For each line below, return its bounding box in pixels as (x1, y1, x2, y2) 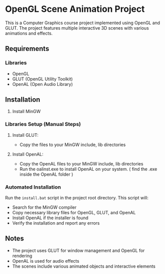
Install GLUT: (12, 132, 38, 138)
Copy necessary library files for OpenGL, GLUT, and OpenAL (12, 210, 136, 216)
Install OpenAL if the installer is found (12, 215, 89, 221)
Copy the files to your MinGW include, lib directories (19, 142, 126, 148)
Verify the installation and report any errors (12, 220, 100, 226)
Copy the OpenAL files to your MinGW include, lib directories (19, 160, 144, 166)
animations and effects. (5, 30, 53, 36)
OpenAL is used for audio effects (12, 258, 80, 264)
